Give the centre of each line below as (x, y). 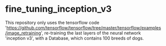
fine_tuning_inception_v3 (58, 9)
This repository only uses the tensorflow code (52, 23)
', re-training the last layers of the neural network (91, 33)
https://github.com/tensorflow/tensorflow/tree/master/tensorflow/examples (84, 27)
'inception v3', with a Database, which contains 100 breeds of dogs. (75, 38)
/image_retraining (23, 33)
